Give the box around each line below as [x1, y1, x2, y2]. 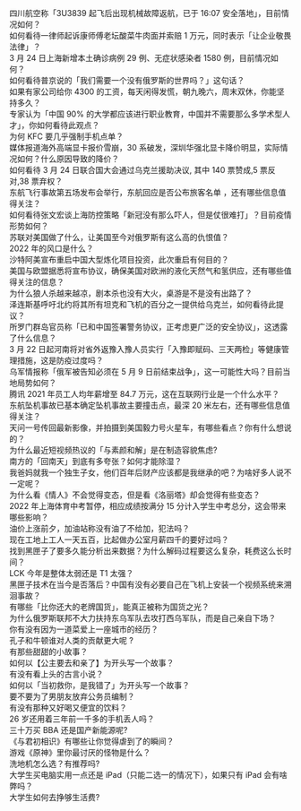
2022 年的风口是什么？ [9, 243, 94, 254]
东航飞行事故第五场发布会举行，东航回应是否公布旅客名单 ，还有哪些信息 [9, 187, 279, 197]
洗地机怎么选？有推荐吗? [9, 758, 100, 769]
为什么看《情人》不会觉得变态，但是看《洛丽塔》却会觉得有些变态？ [9, 489, 261, 500]
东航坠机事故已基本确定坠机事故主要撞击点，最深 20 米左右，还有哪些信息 [9, 400, 283, 410]
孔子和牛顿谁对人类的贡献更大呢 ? [9, 635, 134, 645]
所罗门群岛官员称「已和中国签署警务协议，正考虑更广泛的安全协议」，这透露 [9, 322, 288, 332]
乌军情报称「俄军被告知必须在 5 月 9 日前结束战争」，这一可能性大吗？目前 [9, 367, 283, 376]
